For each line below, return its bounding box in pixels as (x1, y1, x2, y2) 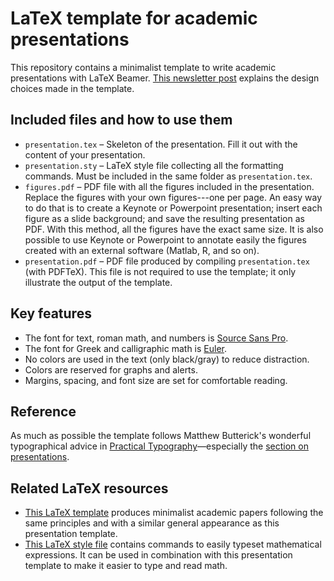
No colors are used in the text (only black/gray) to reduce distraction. (24, 353, 310, 365)
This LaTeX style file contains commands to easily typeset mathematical (24, 538, 322, 551)
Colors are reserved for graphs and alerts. (24, 363, 198, 376)
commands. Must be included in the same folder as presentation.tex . (24, 170, 313, 182)
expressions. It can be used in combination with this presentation (24, 549, 293, 561)
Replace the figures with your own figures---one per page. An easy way (24, 191, 323, 203)
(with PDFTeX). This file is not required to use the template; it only (24, 265, 297, 277)
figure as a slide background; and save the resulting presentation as (24, 212, 305, 224)
